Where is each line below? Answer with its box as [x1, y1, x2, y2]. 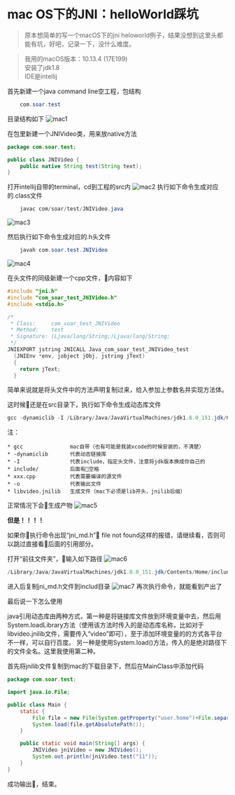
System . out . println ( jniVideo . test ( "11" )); [32, 753, 158, 761]
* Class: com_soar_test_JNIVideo [10, 320, 120, 327]
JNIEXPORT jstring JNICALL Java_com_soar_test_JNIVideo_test [7, 346, 190, 353]
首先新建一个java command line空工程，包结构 [7, 87, 141, 95]
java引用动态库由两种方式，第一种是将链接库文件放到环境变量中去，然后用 [7, 612, 222, 620]
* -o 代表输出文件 [7, 481, 101, 488]
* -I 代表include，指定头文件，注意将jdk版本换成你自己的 [7, 458, 206, 466]
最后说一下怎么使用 [7, 597, 63, 606]
